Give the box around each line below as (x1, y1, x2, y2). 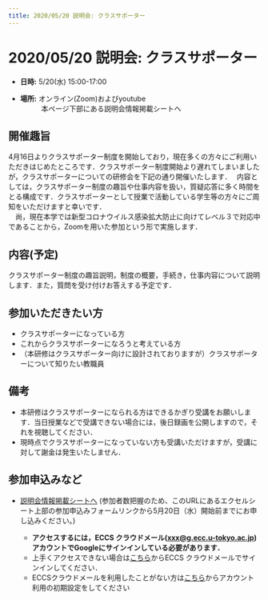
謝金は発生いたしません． (41, 447, 126, 457)
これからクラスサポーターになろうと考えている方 (19, 339, 182, 348)
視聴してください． (34, 427, 98, 437)
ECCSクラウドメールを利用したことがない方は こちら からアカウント (31, 573, 254, 582)
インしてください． (38, 562, 102, 572)
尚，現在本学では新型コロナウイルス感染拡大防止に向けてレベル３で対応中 (14, 212, 261, 222)
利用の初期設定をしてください (31, 582, 130, 592)
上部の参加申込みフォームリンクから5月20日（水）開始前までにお (34, 506, 250, 515)
